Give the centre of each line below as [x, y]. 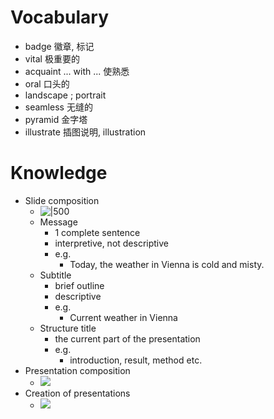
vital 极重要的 [52, 58]
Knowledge [59, 173]
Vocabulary [59, 17]
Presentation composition [77, 370]
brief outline [79, 285]
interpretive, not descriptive [112, 243]
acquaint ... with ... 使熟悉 [77, 71]
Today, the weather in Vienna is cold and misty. [167, 264]
